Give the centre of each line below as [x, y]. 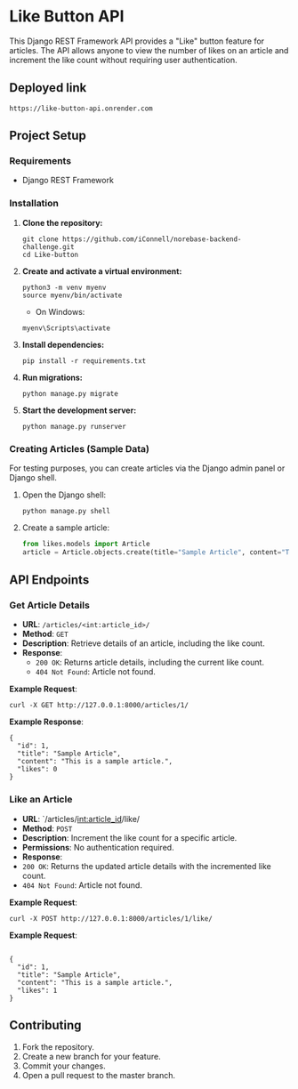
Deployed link [48, 88]
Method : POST [47, 828]
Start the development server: [79, 410]
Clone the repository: [62, 222]
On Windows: [60, 311]
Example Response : [47, 722]
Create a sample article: [66, 528]
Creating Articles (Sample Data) [79, 448]
